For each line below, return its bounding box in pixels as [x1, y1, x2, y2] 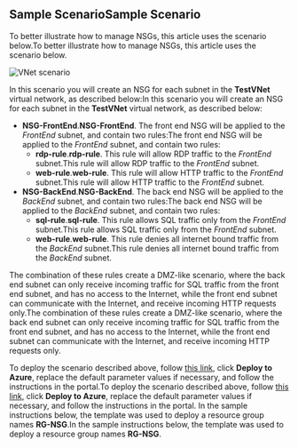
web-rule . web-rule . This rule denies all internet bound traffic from [35, 233, 279, 244]
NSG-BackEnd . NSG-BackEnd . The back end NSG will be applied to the [21, 186, 284, 196]
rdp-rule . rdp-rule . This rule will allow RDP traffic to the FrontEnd [35, 148, 272, 159]
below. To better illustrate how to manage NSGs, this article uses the [9, 40, 257, 51]
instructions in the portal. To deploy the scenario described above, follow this [9, 381, 289, 392]
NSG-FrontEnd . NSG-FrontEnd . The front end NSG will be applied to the [21, 120, 286, 131]
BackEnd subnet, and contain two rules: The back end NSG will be [21, 196, 263, 206]
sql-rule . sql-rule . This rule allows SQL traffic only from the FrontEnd [35, 214, 286, 225]
